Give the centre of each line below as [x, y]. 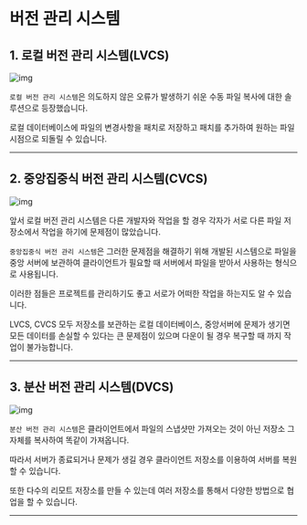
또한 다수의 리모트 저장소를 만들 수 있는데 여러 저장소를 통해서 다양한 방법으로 [147, 490]
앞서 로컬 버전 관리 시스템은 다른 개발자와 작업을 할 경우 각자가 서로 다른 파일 [146, 220]
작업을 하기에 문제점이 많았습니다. [101, 231]
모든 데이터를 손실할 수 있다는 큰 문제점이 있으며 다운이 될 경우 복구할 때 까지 [146, 335]
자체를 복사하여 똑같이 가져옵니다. [69, 440]
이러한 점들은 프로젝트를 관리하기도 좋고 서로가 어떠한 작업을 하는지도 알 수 [143, 293]
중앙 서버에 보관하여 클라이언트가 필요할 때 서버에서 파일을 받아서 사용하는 [141, 262]
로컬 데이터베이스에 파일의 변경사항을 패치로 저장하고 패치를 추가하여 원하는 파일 [152, 127]
